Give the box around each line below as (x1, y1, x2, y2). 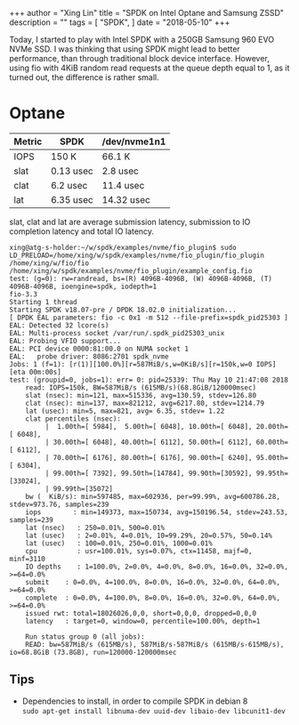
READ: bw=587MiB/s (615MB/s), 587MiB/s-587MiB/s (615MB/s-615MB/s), (25, 640, 285, 648)
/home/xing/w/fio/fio (9, 258, 90, 268)
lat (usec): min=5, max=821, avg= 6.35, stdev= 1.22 (25, 407, 225, 415)
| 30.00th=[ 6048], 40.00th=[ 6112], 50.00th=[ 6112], (44, 438, 253, 447)
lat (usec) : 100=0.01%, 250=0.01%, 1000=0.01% (25, 538, 214, 548)
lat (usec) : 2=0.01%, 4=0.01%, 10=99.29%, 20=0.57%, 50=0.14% (25, 531, 273, 540)
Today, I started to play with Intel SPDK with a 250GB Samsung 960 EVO (9, 35, 274, 44)
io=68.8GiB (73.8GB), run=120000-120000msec (9, 648, 177, 657)
